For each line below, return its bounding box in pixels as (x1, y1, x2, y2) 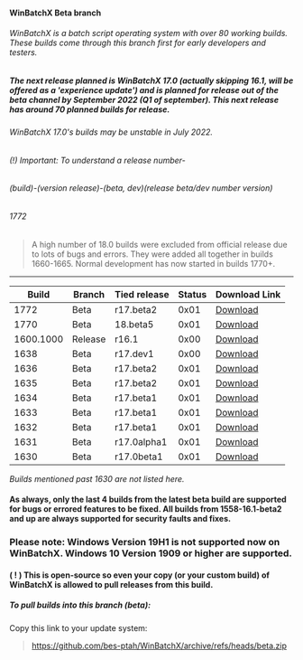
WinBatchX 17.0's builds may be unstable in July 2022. (9, 127, 214, 137)
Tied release (114, 288, 170, 300)
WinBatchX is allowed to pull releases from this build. (9, 579, 214, 589)
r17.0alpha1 (114, 435, 168, 448)
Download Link (215, 288, 281, 300)
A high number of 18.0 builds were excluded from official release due (31, 239, 288, 250)
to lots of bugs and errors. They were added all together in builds (31, 249, 273, 259)
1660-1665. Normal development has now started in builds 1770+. (31, 258, 276, 269)
